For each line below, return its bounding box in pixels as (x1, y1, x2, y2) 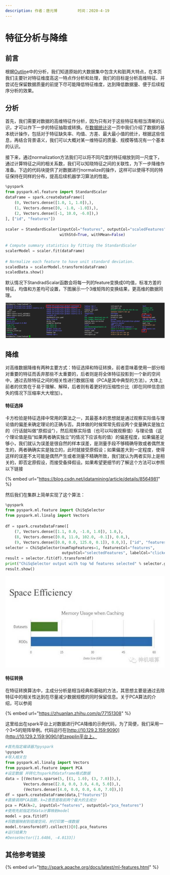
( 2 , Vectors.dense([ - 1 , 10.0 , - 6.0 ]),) (14, 211, 99, 216)
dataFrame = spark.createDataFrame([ (5, 195, 85, 200)
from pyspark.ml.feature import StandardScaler (5, 189, 108, 195)
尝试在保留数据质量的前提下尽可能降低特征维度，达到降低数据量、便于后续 (5, 81, 160, 87)
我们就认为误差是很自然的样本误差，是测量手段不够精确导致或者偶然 (18, 440, 160, 446)
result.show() (5, 566, 35, 572)
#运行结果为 (5, 830, 27, 835)
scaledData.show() (5, 270, 44, 275)
